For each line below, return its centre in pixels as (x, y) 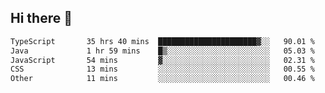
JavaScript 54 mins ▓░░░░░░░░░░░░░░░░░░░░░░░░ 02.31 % (162, 60)
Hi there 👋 (41, 18)
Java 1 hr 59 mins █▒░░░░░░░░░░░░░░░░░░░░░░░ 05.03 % (162, 51)
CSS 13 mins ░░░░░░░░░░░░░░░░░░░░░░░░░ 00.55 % (162, 69)
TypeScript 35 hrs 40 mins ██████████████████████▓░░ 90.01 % (162, 41)
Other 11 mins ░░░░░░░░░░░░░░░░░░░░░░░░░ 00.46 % (162, 79)
